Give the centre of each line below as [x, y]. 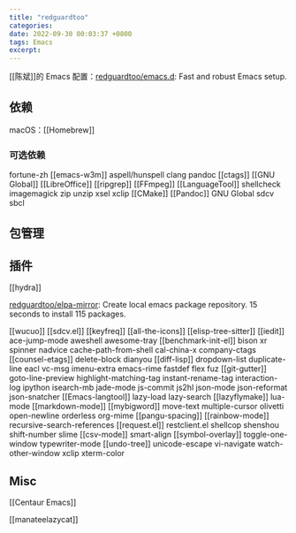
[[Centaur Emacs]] [43, 503]
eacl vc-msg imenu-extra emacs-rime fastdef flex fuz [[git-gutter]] [145, 369]
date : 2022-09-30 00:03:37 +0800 [71, 34]
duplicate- [267, 360]
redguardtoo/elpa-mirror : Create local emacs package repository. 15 [133, 305]
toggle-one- [266, 435]
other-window [34, 453]
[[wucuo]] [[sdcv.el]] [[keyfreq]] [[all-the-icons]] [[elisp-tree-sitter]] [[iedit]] [147, 331]
